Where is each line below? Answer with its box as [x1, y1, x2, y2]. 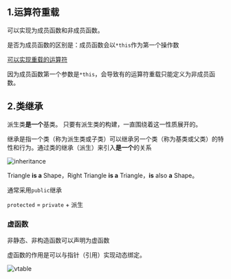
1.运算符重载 [7, 6, 60, 19]
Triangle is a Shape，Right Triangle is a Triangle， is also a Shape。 [7, 171, 199, 179]
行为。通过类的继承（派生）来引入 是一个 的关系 [19, 143, 152, 151]
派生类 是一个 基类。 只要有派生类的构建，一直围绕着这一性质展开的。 [7, 120, 201, 129]
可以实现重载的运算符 [7, 55, 67, 63]
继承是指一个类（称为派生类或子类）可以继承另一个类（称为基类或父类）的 [7, 135, 218, 143]
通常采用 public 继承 [7, 186, 62, 194]
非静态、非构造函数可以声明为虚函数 [7, 236, 110, 244]
